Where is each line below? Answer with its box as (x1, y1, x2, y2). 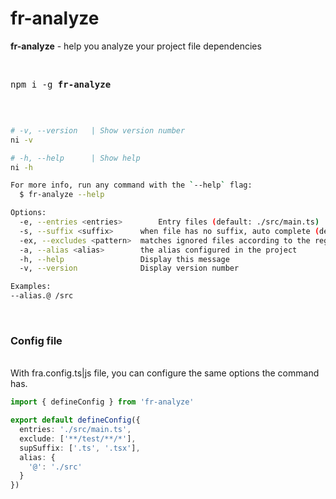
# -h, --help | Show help (10, 153, 141, 163)
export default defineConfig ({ (10, 415, 141, 426)
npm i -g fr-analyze (10, 78, 112, 90)
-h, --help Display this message (19, 254, 230, 264)
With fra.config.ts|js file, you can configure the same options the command (10, 367, 320, 379)
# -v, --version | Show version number (10, 125, 186, 136)
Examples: (10, 282, 52, 292)
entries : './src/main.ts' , (19, 425, 132, 435)
